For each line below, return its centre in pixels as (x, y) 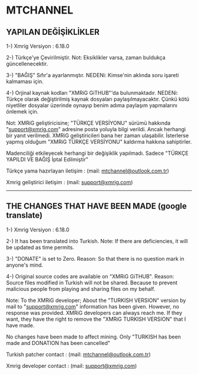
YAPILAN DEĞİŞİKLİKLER (53, 32)
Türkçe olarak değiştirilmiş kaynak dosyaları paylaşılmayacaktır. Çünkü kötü (98, 99)
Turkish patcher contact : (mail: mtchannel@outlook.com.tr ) (79, 354)
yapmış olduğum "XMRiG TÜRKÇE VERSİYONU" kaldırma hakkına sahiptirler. (99, 142)
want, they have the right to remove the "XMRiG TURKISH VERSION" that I (96, 319)
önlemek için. (22, 112)
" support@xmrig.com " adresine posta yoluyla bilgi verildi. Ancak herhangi (96, 129)
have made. (20, 325)
